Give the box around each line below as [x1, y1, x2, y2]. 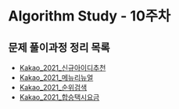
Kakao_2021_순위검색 [19, 83, 88, 92]
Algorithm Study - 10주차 [8, 7, 171, 25]
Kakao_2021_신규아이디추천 [19, 64, 106, 72]
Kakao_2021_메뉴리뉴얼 [19, 73, 94, 82]
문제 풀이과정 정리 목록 [8, 41, 111, 54]
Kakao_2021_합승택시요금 [19, 93, 100, 102]
